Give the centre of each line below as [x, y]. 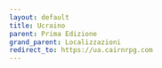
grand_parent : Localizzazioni [65, 42]
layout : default [39, 17]
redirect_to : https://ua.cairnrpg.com [81, 50]
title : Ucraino [37, 26]
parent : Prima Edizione [53, 34]
